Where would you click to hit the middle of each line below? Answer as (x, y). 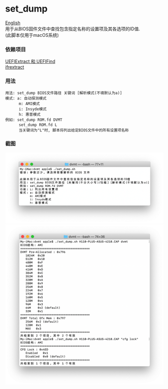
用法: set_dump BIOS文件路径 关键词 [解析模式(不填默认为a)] (64, 93)
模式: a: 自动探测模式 (26, 98)
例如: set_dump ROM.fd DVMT (34, 120)
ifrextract (15, 67)
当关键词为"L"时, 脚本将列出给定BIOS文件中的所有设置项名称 (74, 130)
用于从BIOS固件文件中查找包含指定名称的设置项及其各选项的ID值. (73, 29)
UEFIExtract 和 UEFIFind (30, 62)
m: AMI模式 (29, 104)
